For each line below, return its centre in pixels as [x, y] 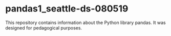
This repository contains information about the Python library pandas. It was [85, 22]
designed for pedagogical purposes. [44, 27]
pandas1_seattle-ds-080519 [67, 9]
